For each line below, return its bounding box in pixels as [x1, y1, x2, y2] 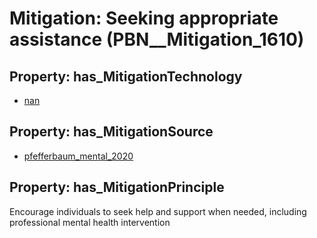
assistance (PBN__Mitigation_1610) [9, 28, 305, 51]
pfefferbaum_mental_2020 [23, 150, 134, 162]
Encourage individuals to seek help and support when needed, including [9, 205, 307, 217]
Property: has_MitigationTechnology [9, 68, 243, 85]
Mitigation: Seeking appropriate [9, 7, 279, 30]
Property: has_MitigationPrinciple [9, 179, 225, 196]
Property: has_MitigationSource [9, 123, 214, 141]
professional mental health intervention [9, 216, 171, 228]
